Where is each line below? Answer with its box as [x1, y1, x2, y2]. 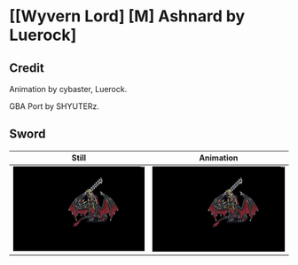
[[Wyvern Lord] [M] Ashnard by [9, 6, 246, 27]
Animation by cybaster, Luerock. [9, 84, 128, 94]
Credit [9, 60, 44, 75]
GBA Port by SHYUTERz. [9, 101, 100, 112]
